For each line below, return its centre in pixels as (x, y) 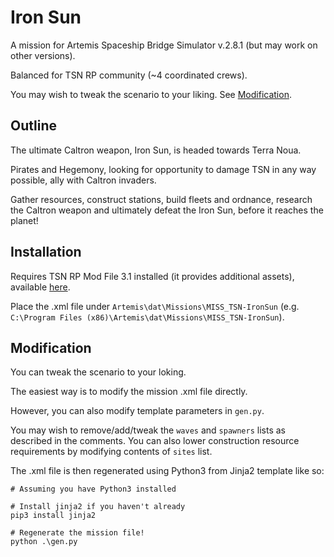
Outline (33, 126)
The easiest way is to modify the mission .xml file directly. (129, 392)
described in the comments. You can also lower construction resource (155, 441)
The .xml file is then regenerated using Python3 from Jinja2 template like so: (167, 471)
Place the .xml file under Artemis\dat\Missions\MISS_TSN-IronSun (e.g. (155, 306)
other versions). (43, 55)
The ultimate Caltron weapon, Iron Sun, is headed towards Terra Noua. (156, 150)
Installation (46, 252)
